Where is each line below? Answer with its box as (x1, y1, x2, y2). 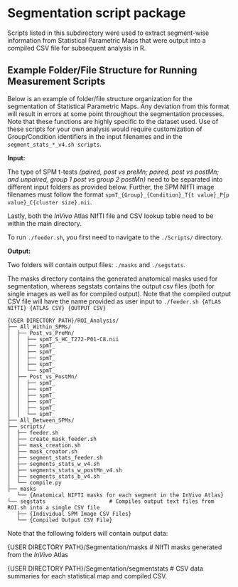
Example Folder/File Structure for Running (7, 64, 198, 76)
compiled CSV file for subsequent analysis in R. (7, 43, 146, 52)
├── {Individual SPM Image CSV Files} (16, 510, 132, 517)
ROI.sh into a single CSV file (7, 504, 100, 511)
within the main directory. (7, 219, 82, 227)
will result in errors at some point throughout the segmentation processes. (7, 109, 225, 118)
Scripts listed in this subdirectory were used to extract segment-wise (7, 28, 210, 37)
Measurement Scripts (7, 76, 106, 88)
